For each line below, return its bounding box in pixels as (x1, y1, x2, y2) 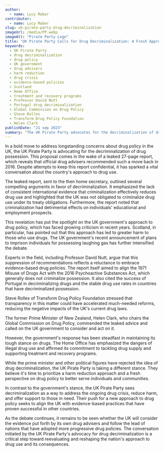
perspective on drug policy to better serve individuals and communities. (5, 376, 150, 382)
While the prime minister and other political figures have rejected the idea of (5, 360, 158, 366)
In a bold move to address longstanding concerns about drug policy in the (5, 143, 154, 149)
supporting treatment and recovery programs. (5, 350, 98, 357)
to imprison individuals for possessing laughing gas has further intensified (5, 240, 154, 246)
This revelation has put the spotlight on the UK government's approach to (5, 219, 153, 225)
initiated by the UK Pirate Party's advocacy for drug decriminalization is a (5, 431, 152, 437)
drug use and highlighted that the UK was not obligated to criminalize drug (5, 194, 155, 200)
